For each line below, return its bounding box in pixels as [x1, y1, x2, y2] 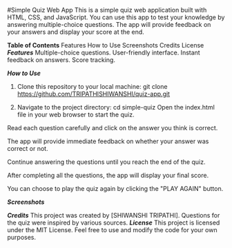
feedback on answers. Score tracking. [7, 56, 116, 64]
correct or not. [7, 145, 48, 152]
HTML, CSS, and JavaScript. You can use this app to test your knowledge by [7, 13, 225, 21]
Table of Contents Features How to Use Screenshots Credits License [7, 41, 204, 49]
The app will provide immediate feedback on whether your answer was [7, 137, 209, 145]
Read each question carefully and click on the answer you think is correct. [7, 124, 218, 132]
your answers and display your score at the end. [7, 28, 145, 36]
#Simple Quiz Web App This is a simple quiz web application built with [7, 6, 207, 14]
